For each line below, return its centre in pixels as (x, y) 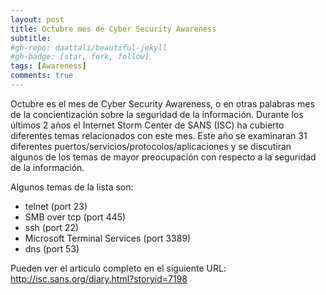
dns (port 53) (52, 248)
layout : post (37, 19)
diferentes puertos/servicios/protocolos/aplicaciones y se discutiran (151, 146)
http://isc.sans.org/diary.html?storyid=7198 (99, 278)
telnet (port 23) (56, 206)
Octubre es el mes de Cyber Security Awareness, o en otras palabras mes (162, 103)
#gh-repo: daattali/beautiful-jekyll (89, 47)
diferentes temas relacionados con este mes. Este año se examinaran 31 (159, 135)
